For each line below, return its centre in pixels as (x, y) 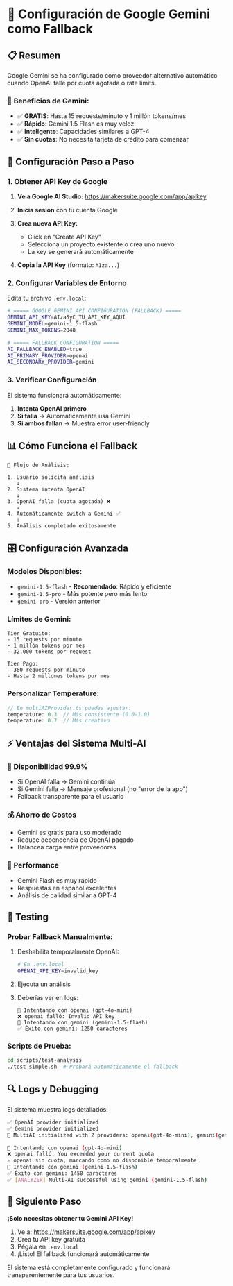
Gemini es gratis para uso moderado (69, 833)
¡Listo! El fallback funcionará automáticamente (83, 1254)
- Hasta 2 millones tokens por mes (59, 676)
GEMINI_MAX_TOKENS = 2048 (42, 330)
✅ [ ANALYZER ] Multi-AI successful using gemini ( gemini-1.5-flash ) (107, 1180)
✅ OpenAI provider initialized (53, 1122)
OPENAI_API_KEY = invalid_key (58, 971)
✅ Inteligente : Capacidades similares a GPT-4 (83, 132)
